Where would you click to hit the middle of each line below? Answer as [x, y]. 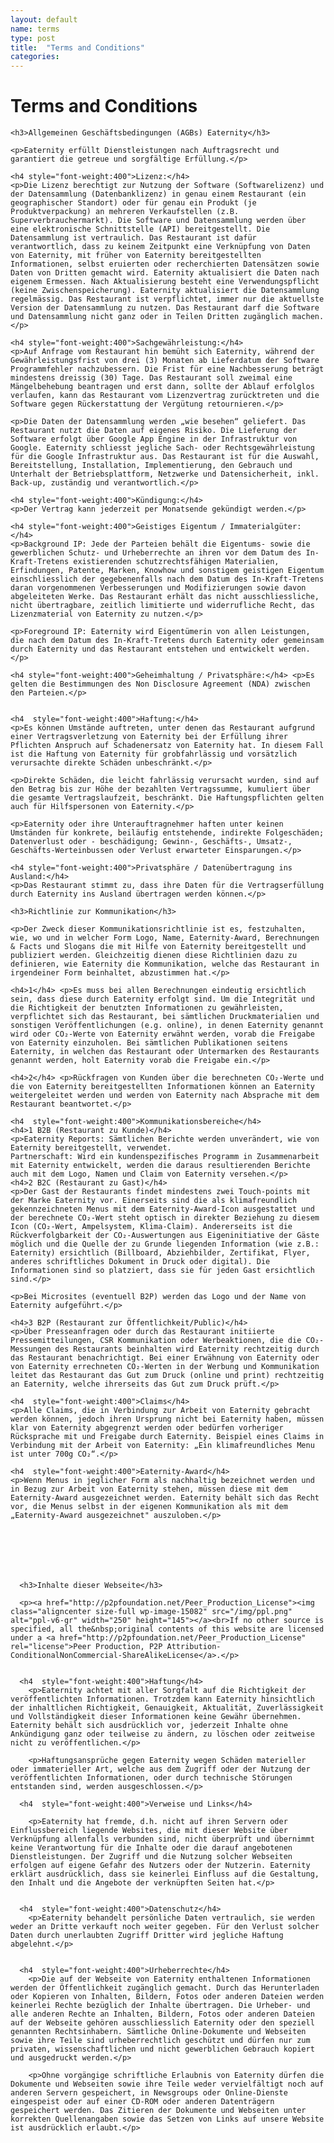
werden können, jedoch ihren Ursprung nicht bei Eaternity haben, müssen [167, 1419]
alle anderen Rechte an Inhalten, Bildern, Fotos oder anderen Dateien [162, 2014]
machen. [308, 317]
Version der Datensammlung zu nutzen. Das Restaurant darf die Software [165, 308]
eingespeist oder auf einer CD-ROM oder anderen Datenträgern [142, 2102]
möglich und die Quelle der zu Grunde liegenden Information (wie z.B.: [165, 1244]
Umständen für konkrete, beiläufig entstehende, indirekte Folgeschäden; [167, 833]
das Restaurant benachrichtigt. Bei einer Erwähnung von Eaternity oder [165, 1358]
